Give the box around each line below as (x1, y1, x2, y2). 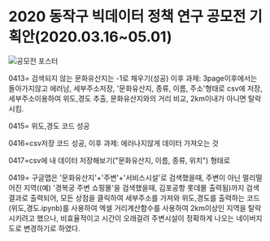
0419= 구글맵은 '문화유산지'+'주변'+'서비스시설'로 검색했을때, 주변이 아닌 (8, 172, 242, 183)
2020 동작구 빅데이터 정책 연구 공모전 (8, 7, 246, 26)
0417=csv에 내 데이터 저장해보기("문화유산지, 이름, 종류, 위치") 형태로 (8, 155, 230, 165)
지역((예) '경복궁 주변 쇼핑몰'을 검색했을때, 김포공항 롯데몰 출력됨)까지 (23, 183, 245, 192)
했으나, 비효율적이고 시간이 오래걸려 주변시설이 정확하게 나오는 (36, 213, 234, 223)
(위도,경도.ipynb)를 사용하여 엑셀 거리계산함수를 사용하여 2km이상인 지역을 (8, 203, 246, 213)
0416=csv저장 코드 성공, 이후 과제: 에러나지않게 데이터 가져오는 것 (8, 138, 220, 148)
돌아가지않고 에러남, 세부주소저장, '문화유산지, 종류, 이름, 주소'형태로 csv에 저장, (8, 83, 263, 93)
